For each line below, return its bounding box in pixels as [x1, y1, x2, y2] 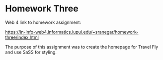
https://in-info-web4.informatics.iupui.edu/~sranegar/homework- [5, 29, 139, 35]
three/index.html [5, 34, 39, 40]
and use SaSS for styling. [5, 49, 57, 55]
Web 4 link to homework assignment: [5, 19, 81, 25]
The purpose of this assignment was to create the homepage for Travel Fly [5, 44, 159, 50]
